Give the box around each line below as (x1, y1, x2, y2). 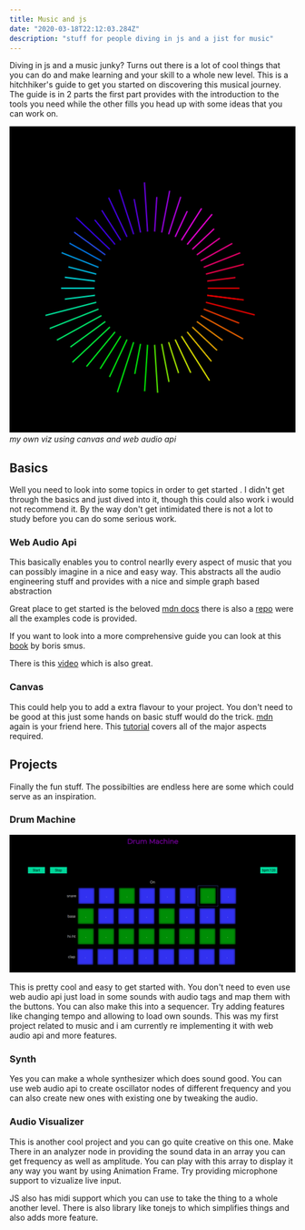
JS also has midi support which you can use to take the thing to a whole (9, 1193, 279, 1204)
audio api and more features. (9, 1030, 118, 1041)
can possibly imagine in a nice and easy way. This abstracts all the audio (9, 566, 281, 577)
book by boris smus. (9, 640, 86, 651)
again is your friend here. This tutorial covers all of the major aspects (9, 720, 267, 732)
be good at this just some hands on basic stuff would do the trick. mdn (9, 711, 274, 722)
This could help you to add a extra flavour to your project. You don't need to (9, 701, 293, 712)
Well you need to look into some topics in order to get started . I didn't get (9, 484, 285, 495)
